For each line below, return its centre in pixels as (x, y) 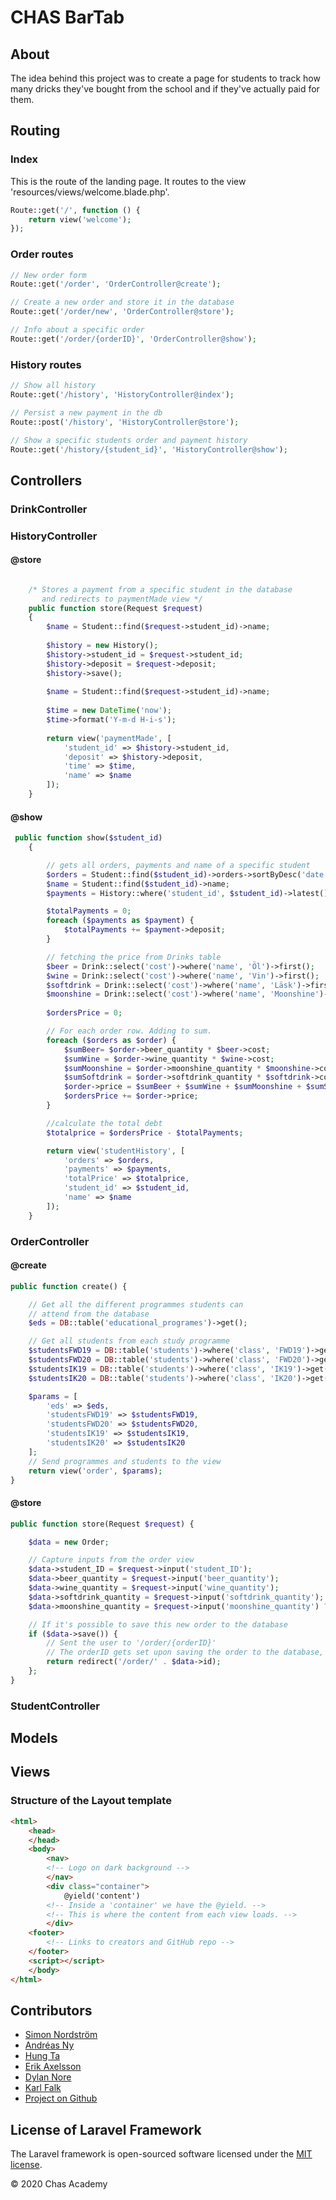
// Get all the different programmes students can (136, 1304)
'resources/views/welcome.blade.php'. (90, 192)
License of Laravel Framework (106, 2129)
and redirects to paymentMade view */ (122, 599)
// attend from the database (89, 1314)
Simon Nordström (61, 2035)
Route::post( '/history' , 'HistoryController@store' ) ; (125, 422)
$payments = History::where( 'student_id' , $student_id (163, 893)
